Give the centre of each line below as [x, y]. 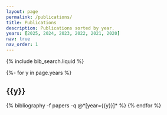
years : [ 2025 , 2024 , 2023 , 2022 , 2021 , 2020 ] [63, 34]
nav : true [18, 39]
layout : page [22, 11]
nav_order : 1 [22, 45]
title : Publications [32, 22]
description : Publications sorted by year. [60, 28]
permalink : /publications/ [39, 17]
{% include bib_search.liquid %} [45, 61]
